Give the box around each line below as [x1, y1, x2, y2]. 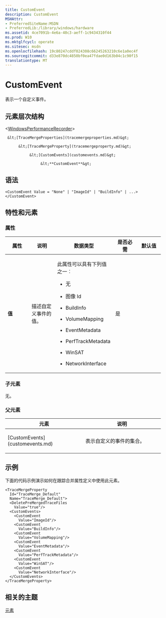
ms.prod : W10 [5, 35, 32, 40]
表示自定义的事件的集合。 [85, 438, 145, 445]
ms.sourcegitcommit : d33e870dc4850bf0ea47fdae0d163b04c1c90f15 [5, 53, 138, 58]
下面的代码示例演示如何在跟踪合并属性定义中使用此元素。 [5, 477, 122, 483]
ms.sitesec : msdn [5, 44, 41, 49]
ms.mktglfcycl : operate [5, 40, 54, 45]
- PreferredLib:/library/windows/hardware [5, 26, 94, 31]
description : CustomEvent [5, 12, 58, 17]
